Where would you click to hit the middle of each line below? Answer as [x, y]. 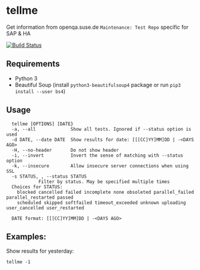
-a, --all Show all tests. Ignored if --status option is [101, 129]
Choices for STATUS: [37, 187]
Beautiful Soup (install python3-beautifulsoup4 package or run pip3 [98, 85]
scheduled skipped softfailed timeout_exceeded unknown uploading [101, 202]
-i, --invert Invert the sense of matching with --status [98, 155]
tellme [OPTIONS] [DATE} [43, 124]
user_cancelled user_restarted [45, 208]
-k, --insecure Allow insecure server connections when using [100, 166]
